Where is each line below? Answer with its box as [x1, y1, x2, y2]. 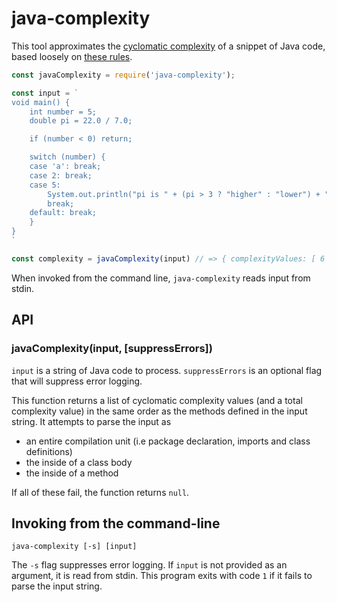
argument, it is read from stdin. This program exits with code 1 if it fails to [11, 570, 313, 582]
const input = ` [11, 88, 79, 98]
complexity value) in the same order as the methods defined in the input [11, 405, 308, 417]
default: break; [29, 208, 98, 218]
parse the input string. [11, 580, 103, 592]
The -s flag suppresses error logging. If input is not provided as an [11, 559, 288, 571]
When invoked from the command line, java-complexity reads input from [11, 272, 311, 284]
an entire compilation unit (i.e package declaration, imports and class [25, 435, 311, 447]
